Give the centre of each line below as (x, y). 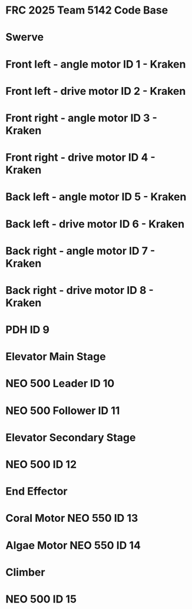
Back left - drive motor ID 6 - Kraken (95, 224)
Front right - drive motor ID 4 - (80, 158)
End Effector (37, 491)
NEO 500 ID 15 (41, 599)
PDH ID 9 (27, 330)
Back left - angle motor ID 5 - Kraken (96, 197)
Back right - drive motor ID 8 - (80, 290)
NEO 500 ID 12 (41, 464)
